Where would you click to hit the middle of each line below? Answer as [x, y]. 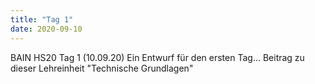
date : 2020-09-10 [46, 29]
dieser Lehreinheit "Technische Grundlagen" [102, 68]
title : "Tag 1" [42, 19]
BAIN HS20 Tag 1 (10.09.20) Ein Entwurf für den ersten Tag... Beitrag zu [157, 57]
